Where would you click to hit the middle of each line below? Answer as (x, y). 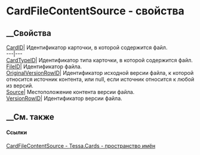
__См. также (30, 117)
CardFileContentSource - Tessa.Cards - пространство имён (81, 145)
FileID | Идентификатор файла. (44, 66)
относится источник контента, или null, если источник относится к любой (100, 79)
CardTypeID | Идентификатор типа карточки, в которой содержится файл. (99, 60)
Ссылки (17, 132)
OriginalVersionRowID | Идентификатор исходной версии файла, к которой (100, 73)
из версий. (20, 86)
